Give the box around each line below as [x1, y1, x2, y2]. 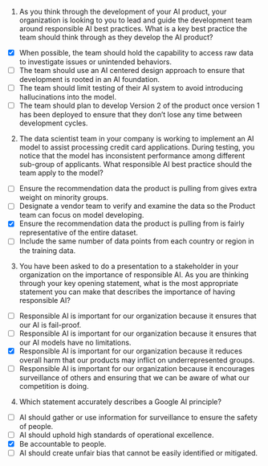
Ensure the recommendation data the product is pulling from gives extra [18, 184, 258, 194]
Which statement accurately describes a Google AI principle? [18, 397, 222, 407]
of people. [18, 421, 54, 431]
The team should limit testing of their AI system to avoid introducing [18, 84, 243, 93]
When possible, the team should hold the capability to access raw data [18, 48, 254, 57]
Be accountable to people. [18, 439, 107, 448]
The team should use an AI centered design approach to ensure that [18, 66, 246, 76]
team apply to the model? [18, 168, 104, 178]
